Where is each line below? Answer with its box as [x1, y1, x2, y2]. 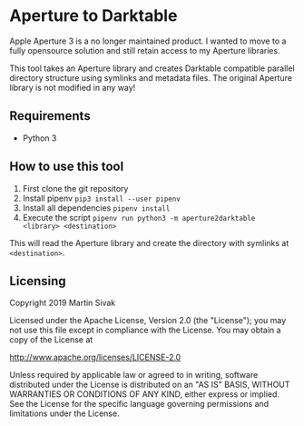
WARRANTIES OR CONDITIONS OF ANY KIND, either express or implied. [9, 389, 279, 400]
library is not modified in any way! [9, 82, 136, 93]
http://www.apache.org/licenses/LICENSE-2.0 [9, 352, 181, 363]
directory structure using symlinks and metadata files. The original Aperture [9, 72, 293, 83]
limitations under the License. [9, 408, 120, 419]
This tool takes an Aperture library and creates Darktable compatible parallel [9, 63, 295, 74]
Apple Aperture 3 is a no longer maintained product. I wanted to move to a [9, 35, 287, 46]
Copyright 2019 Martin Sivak [9, 297, 116, 309]
